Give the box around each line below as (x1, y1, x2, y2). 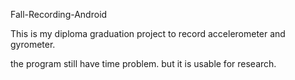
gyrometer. (10, 39, 56, 50)
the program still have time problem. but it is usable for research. (10, 58, 277, 69)
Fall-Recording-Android (10, 9, 108, 20)
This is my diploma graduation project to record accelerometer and (10, 28, 286, 39)
